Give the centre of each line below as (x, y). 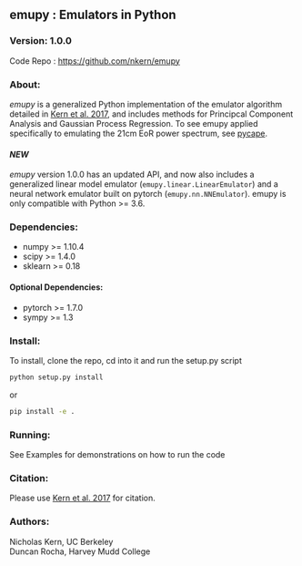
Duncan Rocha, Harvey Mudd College (80, 551)
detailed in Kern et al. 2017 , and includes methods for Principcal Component (151, 114)
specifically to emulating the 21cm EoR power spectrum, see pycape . (139, 133)
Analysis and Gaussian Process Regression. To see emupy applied (134, 123)
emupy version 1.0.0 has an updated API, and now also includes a (132, 175)
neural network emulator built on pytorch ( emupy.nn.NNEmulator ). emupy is (148, 194)
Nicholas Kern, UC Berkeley (61, 541)
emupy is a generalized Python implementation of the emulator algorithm (146, 104)
